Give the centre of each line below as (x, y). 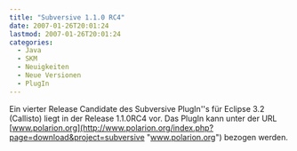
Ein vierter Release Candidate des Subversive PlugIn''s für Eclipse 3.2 (137, 108)
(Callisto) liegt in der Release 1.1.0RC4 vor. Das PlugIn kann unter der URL (143, 118)
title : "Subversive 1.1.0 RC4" (67, 17)
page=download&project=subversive (77, 137)
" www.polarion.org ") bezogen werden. (217, 137)
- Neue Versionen (49, 75)
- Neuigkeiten (43, 68)
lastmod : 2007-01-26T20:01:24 (65, 34)
